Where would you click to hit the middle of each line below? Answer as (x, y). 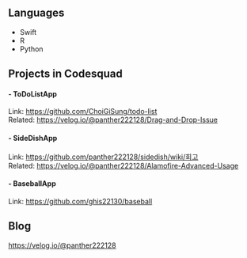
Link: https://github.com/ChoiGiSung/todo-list (83, 112)
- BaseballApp (32, 184)
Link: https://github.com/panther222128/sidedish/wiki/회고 (103, 157)
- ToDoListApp (33, 93)
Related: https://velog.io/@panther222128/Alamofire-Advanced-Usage (123, 165)
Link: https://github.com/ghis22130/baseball (80, 201)
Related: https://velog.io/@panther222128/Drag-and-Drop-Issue (113, 120)
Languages (36, 13)
